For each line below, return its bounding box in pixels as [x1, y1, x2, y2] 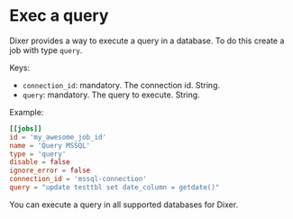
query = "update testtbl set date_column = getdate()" [9, 183, 220, 192]
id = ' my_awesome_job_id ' [9, 132, 106, 141]
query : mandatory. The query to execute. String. [22, 89, 200, 100]
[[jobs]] [9, 123, 42, 133]
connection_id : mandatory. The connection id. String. [22, 79, 221, 90]
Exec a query [9, 5, 109, 26]
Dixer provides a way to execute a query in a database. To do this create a [9, 35, 285, 46]
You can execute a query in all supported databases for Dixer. [9, 199, 239, 210]
